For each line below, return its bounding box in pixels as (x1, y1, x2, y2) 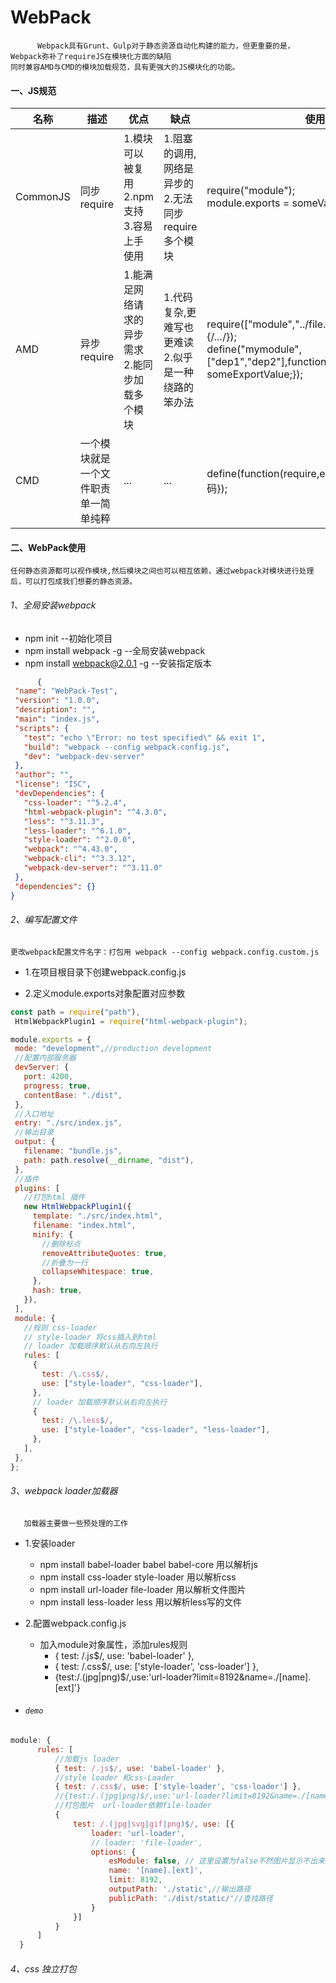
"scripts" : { (14, 723, 70, 733)
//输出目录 (14, 1127, 55, 1138)
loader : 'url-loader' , (90, 1828, 186, 1838)
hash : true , (32, 1286, 83, 1296)
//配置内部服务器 (14, 1053, 77, 1063)
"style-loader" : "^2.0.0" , (23, 835, 137, 845)
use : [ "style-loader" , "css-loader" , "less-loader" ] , (41, 1425, 271, 1435)
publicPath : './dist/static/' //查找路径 (108, 1893, 273, 1903)
